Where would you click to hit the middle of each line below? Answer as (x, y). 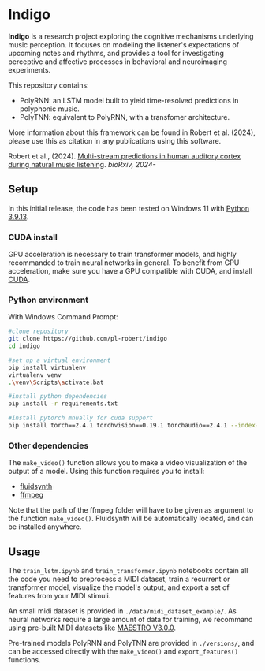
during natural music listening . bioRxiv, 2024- (82, 164)
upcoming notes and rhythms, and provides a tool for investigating (116, 53)
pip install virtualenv (47, 367)
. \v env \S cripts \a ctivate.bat (56, 382)
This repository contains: (49, 85)
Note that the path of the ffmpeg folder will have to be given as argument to (131, 510)
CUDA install (33, 237)
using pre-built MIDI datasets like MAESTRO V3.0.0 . (92, 628)
